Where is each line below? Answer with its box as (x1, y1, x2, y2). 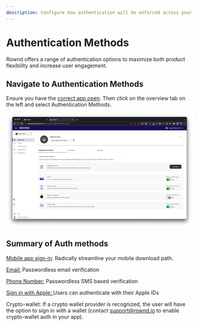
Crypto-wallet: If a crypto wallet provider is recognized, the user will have (6, 300, 186, 308)
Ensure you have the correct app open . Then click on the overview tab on (6, 95, 186, 102)
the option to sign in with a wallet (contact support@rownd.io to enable (6, 306, 180, 314)
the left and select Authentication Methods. (6, 101, 111, 108)
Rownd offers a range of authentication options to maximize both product (6, 55, 186, 62)
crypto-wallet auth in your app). (6, 313, 84, 320)
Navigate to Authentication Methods (6, 79, 144, 89)
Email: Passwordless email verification (6, 266, 100, 273)
